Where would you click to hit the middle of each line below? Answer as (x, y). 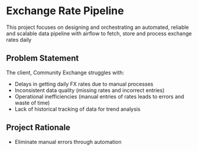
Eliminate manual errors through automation (68, 142)
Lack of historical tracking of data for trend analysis (77, 109)
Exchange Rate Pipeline (65, 11)
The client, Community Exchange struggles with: (65, 73)
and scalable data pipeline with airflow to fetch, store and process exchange (99, 33)
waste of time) (32, 103)
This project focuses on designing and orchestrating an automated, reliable (98, 27)
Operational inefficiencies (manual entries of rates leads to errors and (99, 96)
